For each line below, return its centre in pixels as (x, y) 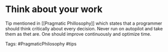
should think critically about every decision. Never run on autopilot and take (84, 28)
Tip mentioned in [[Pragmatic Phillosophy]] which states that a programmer (84, 23)
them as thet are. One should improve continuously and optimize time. (78, 34)
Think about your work (54, 9)
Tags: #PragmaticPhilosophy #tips (41, 43)
